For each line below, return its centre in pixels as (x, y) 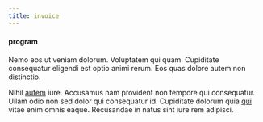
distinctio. (25, 77)
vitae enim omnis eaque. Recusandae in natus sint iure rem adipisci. (121, 109)
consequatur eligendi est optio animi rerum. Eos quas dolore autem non (127, 68)
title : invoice (34, 16)
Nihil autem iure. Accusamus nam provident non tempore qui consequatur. (132, 92)
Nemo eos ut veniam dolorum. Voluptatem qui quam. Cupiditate (114, 59)
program (23, 42)
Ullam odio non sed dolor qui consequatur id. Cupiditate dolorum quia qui (130, 101)
